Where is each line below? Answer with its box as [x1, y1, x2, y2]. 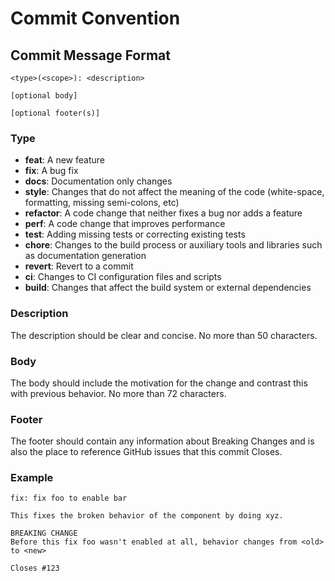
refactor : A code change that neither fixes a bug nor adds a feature [24, 207, 303, 219]
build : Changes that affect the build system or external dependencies [24, 282, 312, 294]
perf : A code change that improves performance [24, 218, 226, 230]
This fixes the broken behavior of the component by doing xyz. [10, 511, 284, 521]
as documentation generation [24, 250, 147, 262]
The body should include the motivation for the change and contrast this [10, 377, 308, 389]
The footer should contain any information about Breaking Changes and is [10, 435, 315, 447]
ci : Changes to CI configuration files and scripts [24, 271, 222, 283]
